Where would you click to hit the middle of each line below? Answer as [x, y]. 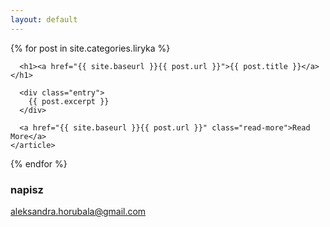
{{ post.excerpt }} [69, 101]
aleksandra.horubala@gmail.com [78, 211]
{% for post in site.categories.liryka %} [90, 48]
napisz [27, 189]
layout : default [44, 19]
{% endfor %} [39, 163]
